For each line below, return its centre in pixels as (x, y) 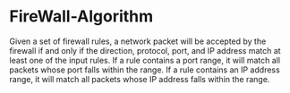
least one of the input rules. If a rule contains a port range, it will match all (145, 60)
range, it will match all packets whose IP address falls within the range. (140, 79)
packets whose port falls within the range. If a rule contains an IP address (145, 70)
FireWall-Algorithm (81, 17)
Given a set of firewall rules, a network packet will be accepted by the (138, 41)
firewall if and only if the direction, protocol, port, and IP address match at (145, 50)
